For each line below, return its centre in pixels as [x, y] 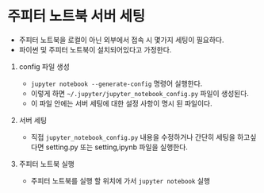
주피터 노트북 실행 [46, 164]
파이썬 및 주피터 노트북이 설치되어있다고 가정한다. [95, 49]
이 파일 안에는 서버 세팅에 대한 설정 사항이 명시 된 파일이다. [122, 103]
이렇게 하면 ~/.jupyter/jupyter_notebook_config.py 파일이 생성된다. [140, 93]
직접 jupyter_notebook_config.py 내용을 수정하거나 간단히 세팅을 [133, 137]
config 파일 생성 [44, 66]
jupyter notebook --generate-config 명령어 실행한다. [117, 83]
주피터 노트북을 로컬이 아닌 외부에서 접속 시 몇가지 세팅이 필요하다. [121, 40]
